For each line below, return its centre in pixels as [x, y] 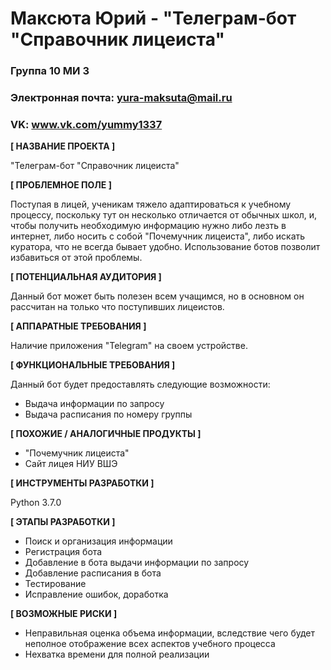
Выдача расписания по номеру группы [108, 414]
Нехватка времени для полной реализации [117, 654]
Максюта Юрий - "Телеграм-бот [153, 18]
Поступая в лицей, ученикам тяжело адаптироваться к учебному [151, 204]
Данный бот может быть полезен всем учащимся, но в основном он [157, 296]
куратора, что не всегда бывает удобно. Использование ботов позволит [165, 247]
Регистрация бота [63, 552]
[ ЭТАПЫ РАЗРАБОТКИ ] [63, 522]
